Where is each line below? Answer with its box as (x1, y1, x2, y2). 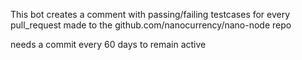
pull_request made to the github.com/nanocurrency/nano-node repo (10, 19, 292, 31)
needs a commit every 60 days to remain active (10, 39, 207, 50)
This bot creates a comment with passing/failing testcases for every (10, 9, 291, 20)
